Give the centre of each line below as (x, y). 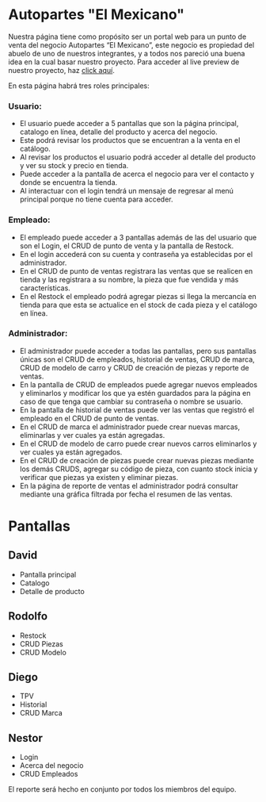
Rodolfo (28, 616)
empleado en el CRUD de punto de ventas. (89, 418)
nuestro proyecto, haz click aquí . (61, 70)
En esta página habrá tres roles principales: (79, 86)
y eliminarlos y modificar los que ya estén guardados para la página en (135, 393)
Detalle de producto (52, 591)
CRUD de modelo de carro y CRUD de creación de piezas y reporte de (134, 367)
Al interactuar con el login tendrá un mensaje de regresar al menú (126, 191)
